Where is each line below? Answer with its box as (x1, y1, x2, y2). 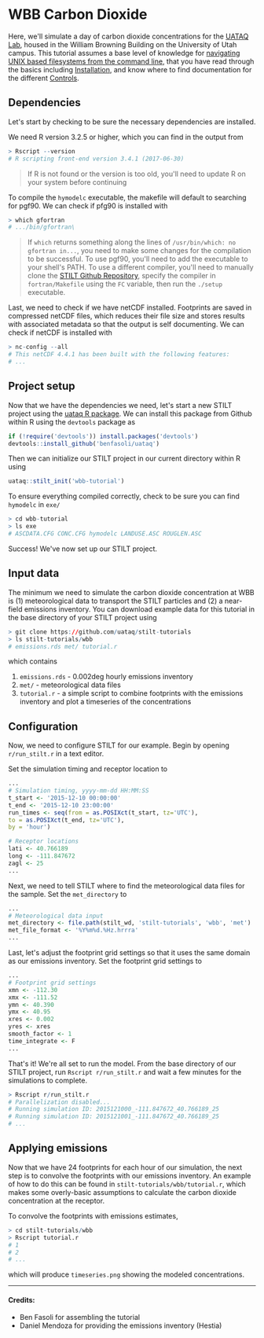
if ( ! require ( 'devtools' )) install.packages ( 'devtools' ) (8, 432, 199, 440)
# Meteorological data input (8, 912, 104, 920)
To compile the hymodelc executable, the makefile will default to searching (8, 193, 247, 202)
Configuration (8, 719, 79, 733)
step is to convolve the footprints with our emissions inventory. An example (8, 1171, 251, 1180)
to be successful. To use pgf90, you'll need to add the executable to (27, 254, 249, 264)
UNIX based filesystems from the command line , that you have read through (8, 57, 255, 66)
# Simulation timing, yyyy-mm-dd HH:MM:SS (8, 787, 149, 795)
